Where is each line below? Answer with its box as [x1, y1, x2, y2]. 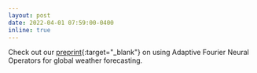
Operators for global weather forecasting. [8, 56, 143, 65]
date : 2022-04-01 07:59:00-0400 [8, 19, 114, 27]
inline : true [8, 26, 51, 34]
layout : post [8, 11, 51, 20]
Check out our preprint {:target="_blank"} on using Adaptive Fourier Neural [8, 48, 249, 57]
